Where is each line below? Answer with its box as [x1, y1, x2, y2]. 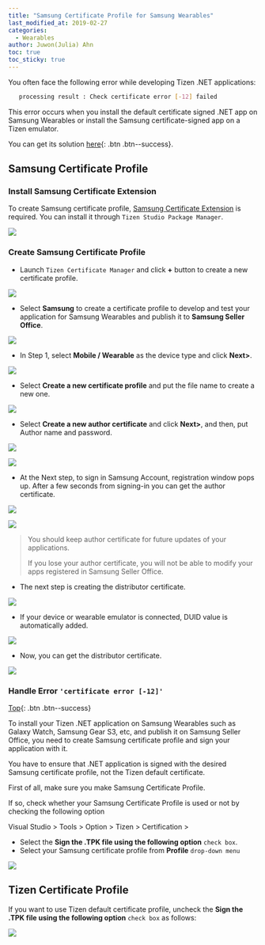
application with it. [8, 744, 69, 753]
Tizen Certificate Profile [8, 883, 129, 897]
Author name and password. [19, 427, 112, 437]
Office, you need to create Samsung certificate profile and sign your [8, 735, 230, 745]
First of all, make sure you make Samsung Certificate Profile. [8, 783, 206, 792]
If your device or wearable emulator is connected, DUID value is [19, 612, 228, 621]
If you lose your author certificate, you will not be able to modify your [27, 558, 253, 567]
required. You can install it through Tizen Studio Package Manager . [8, 212, 224, 222]
